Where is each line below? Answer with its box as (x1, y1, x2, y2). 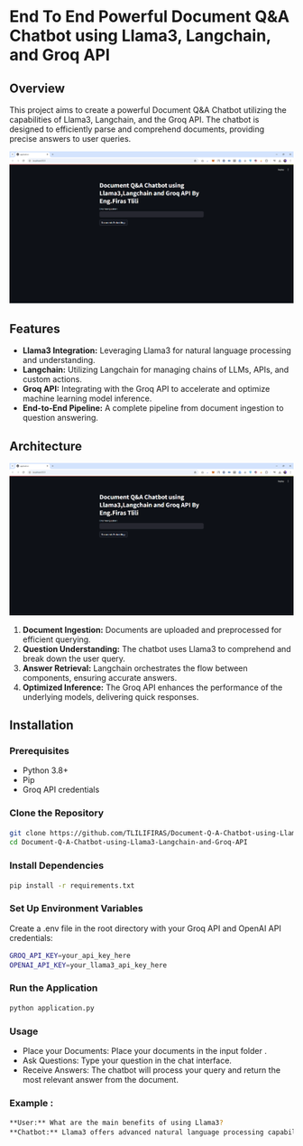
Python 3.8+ (22, 765, 69, 776)
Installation (9, 717, 74, 732)
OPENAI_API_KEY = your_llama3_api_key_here (9, 960, 168, 970)
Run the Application (9, 982, 98, 994)
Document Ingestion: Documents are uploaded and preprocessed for (22, 624, 282, 635)
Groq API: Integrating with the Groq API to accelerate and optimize (22, 384, 271, 395)
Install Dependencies (9, 860, 105, 872)
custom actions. (22, 374, 83, 385)
